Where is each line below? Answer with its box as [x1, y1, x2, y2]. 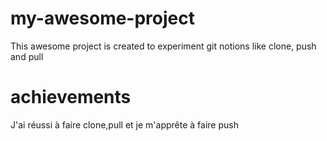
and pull [10, 50, 44, 62]
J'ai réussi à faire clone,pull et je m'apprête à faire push [10, 118, 239, 131]
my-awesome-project [10, 7, 195, 30]
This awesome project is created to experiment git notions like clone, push [10, 40, 317, 52]
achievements [10, 86, 132, 109]
